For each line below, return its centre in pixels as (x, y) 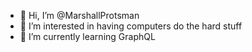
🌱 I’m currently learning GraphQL (87, 36)
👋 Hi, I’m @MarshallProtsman (79, 15)
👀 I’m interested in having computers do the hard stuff (131, 26)
